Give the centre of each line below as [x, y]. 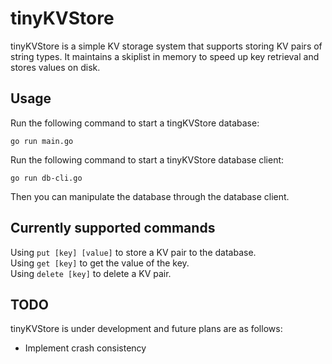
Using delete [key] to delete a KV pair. [91, 273]
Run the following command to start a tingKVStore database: [135, 123]
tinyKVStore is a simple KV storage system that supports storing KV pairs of [166, 46]
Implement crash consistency [85, 348]
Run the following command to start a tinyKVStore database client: [147, 159]
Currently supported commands [113, 228]
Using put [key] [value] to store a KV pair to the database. [133, 252]
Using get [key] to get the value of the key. [100, 263]
